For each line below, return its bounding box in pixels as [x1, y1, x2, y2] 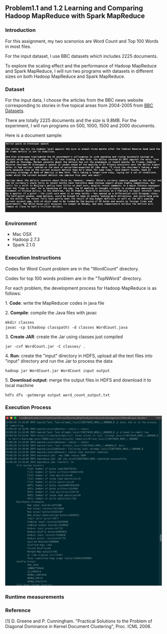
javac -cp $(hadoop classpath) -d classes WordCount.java [5, 325, 128, 330]
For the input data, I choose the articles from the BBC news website [5, 97, 144, 103]
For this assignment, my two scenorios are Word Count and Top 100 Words [5, 38, 159, 44]
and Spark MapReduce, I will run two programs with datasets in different [5, 68, 154, 74]
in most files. [5, 43, 31, 49]
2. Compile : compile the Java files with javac [5, 309, 97, 316]
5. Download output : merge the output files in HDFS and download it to [5, 377, 152, 383]
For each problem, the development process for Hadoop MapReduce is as [5, 285, 157, 291]
